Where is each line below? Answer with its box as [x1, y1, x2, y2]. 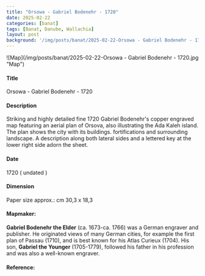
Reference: [6, 263, 35, 271]
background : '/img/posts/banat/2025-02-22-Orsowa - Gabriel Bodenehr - [6, 37, 192, 43]
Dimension [6, 183, 35, 190]
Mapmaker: [6, 210, 37, 218]
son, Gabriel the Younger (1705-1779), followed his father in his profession [6, 243, 194, 250]
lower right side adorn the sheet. [6, 141, 88, 149]
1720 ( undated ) [6, 169, 48, 176]
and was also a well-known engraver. [6, 250, 100, 257]
